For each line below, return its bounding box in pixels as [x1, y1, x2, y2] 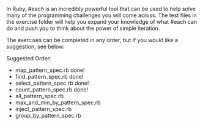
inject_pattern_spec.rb [15, 105, 72, 112]
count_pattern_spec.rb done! [15, 86, 89, 93]
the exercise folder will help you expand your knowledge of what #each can [6, 18, 197, 25]
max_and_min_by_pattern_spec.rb [15, 99, 101, 106]
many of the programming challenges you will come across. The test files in [6, 12, 197, 19]
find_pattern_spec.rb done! [15, 73, 84, 80]
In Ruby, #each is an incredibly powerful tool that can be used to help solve [6, 5, 196, 12]
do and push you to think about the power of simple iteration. [6, 24, 160, 32]
